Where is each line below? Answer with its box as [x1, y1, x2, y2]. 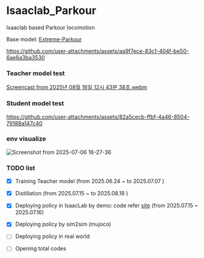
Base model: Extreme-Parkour [6, 35, 82, 43]
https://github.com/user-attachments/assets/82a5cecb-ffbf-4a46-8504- [6, 113, 190, 120]
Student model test [6, 99, 65, 108]
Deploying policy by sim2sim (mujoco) [15, 220, 111, 228]
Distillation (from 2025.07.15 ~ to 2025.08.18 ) [15, 190, 128, 197]
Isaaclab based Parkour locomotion [6, 24, 96, 31]
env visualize [6, 134, 47, 143]
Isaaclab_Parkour [6, 4, 96, 18]
